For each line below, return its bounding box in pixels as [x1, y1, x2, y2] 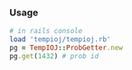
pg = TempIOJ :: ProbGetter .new [9, 43, 124, 53]
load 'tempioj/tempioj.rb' [9, 35, 111, 44]
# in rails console [9, 27, 83, 36]
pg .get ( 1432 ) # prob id [9, 51, 99, 60]
